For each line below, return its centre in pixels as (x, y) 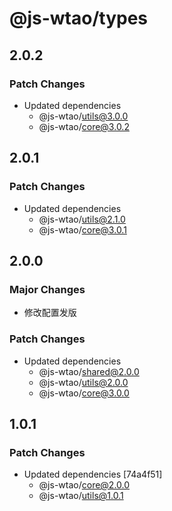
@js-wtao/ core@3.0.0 (84, 393)
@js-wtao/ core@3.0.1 (82, 229)
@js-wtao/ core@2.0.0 (84, 485)
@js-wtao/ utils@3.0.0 (83, 116)
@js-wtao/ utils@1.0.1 (81, 496)
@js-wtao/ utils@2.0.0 (83, 382)
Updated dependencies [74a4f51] (93, 474)
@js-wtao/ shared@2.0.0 (89, 371)
